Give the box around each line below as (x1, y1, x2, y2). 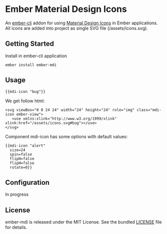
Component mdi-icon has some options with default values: (5, 133, 128, 140)
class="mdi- (137, 107, 162, 112)
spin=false (9, 152, 32, 157)
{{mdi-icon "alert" (5, 143, 46, 148)
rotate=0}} (9, 165, 32, 170)
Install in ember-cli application (5, 53, 67, 59)
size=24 (9, 148, 26, 153)
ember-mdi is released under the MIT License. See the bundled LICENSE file (5, 219, 162, 225)
